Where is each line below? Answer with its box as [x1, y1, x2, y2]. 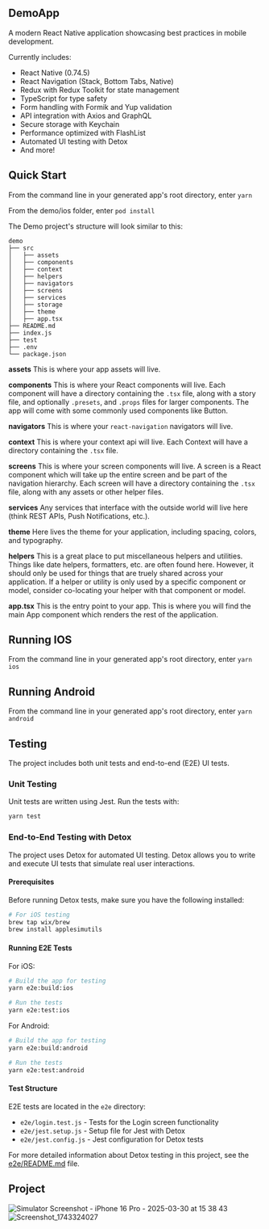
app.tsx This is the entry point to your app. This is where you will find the [8, 601, 251, 611]
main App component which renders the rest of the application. [8, 609, 219, 619]
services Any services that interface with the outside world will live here [8, 503, 248, 512]
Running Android [8, 684, 95, 698]
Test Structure [8, 1084, 58, 1093]
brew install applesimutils [8, 925, 103, 934]
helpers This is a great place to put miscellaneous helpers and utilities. [8, 551, 243, 561]
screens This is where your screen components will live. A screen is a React [8, 461, 262, 471]
